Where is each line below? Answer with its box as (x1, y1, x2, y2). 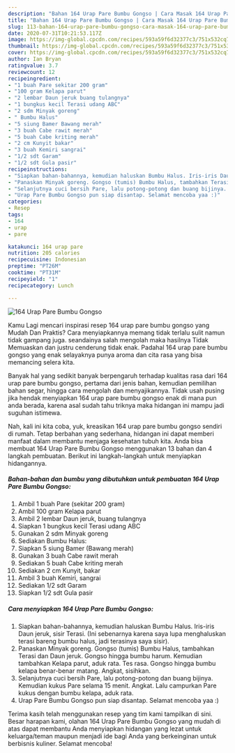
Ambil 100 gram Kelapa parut (17, 507, 102, 516)
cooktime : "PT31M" (8, 269, 61, 276)
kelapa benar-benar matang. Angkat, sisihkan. (17, 667, 151, 675)
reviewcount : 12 (8, 68, 55, 75)
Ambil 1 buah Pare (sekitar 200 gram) (17, 500, 126, 508)
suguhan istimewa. (8, 409, 62, 417)
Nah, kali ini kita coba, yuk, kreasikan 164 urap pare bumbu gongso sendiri (8, 422, 222, 430)
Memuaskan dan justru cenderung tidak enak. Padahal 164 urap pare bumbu (8, 343, 228, 351)
